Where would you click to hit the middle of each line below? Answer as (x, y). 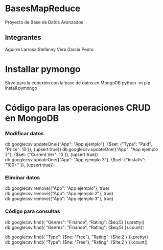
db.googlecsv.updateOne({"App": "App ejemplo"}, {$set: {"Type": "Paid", (79, 144)
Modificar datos (24, 133)
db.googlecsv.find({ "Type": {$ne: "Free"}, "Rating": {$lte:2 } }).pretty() (77, 237)
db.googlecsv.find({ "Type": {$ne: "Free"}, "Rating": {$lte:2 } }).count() (76, 242)
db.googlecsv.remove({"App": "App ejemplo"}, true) (57, 188)
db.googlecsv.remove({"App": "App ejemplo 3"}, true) (59, 199)
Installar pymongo (43, 69)
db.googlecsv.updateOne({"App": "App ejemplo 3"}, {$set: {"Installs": (75, 160)
